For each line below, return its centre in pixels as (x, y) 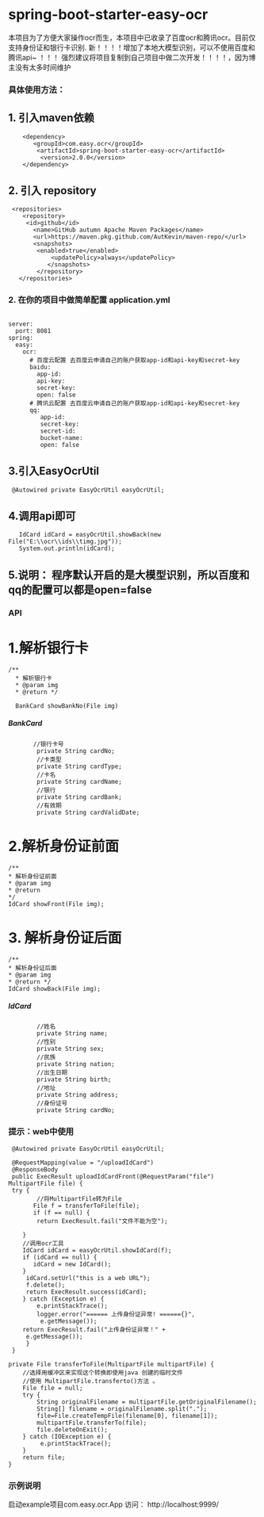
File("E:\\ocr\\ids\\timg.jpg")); (65, 542)
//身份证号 (52, 1103)
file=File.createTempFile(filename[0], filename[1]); (127, 1416)
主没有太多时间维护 (40, 67)
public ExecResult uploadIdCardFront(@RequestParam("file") (113, 1176)
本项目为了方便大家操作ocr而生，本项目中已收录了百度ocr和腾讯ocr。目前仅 (132, 37)
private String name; (73, 1034)
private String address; (78, 1095)
